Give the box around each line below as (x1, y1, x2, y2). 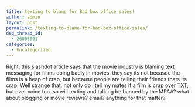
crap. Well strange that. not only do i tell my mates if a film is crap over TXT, (6, 82, 189, 89)
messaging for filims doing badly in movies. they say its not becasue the (6, 69, 180, 76)
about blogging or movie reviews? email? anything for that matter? (6, 94, 166, 101)
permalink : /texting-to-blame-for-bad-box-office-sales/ (6, 25, 148, 31)
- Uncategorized (11, 47, 51, 53)
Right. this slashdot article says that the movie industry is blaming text (6, 63, 175, 70)
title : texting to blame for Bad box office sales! (6, 8, 135, 15)
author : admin (6, 14, 41, 20)
